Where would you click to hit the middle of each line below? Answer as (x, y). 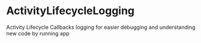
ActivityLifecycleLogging (70, 11)
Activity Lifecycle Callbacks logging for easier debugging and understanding (101, 27)
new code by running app (38, 33)
